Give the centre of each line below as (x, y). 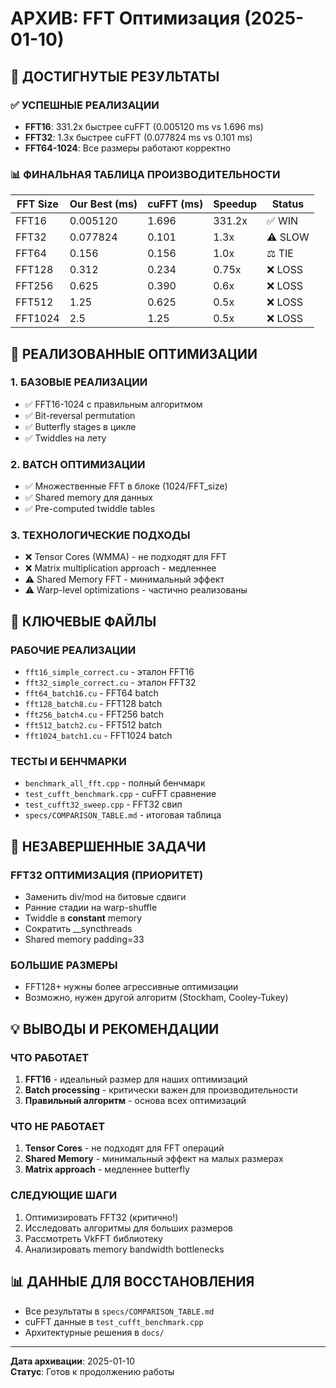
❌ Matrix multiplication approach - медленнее (120, 568)
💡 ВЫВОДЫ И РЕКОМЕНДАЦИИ (115, 1028)
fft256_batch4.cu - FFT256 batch (94, 714)
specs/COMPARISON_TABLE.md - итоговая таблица (123, 815)
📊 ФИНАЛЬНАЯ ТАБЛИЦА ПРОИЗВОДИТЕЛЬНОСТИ (145, 174)
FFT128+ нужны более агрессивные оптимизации (131, 987)
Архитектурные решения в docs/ (94, 1332)
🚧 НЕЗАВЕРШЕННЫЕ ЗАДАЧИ (108, 846)
